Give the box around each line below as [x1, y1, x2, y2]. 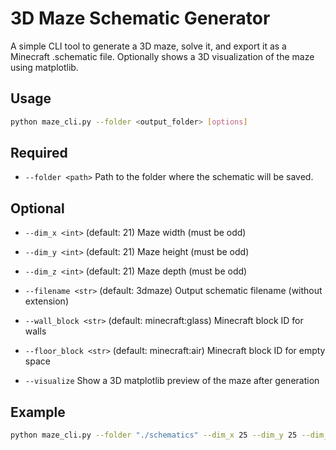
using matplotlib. [10, 61, 79, 73]
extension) [24, 295, 69, 307]
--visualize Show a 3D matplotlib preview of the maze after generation [24, 375, 320, 387]
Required [10, 145, 68, 162]
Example [10, 403, 66, 421]
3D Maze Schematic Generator [10, 7, 271, 30]
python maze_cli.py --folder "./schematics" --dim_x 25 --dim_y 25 [10, 430, 298, 441]
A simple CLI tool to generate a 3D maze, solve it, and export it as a [10, 40, 287, 52]
